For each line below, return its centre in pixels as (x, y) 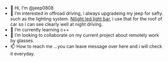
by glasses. (22, 40)
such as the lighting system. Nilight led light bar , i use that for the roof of (86, 19)
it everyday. (22, 54)
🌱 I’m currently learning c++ (40, 30)
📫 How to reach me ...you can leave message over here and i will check (86, 46)
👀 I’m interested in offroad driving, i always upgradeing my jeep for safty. (87, 13)
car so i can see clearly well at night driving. (56, 24)
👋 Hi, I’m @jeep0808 (32, 8)
